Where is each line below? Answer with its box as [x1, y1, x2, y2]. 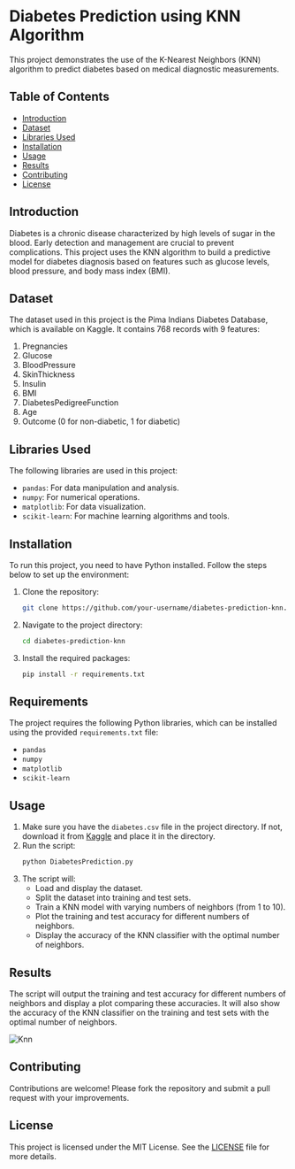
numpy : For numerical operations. [21, 492, 140, 503]
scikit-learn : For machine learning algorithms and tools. [21, 511, 230, 521]
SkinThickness [21, 369, 75, 380]
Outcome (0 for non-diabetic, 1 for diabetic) [21, 416, 181, 427]
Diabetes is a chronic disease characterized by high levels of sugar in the [9, 227, 276, 238]
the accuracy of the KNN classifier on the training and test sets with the [9, 1007, 269, 1018]
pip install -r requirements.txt [21, 670, 146, 679]
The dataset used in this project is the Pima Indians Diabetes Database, [9, 314, 269, 325]
